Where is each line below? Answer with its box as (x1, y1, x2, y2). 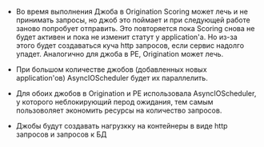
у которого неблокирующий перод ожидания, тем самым (15, 97, 214, 106)
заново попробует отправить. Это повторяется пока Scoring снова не (15, 24, 255, 33)
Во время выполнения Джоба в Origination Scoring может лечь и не (15, 7, 248, 16)
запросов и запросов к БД (15, 129, 107, 139)
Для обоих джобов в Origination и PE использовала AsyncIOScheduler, (15, 89, 257, 98)
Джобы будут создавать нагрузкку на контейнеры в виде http (15, 121, 228, 130)
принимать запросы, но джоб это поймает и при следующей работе (15, 15, 250, 25)
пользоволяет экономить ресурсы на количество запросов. (15, 105, 222, 115)
